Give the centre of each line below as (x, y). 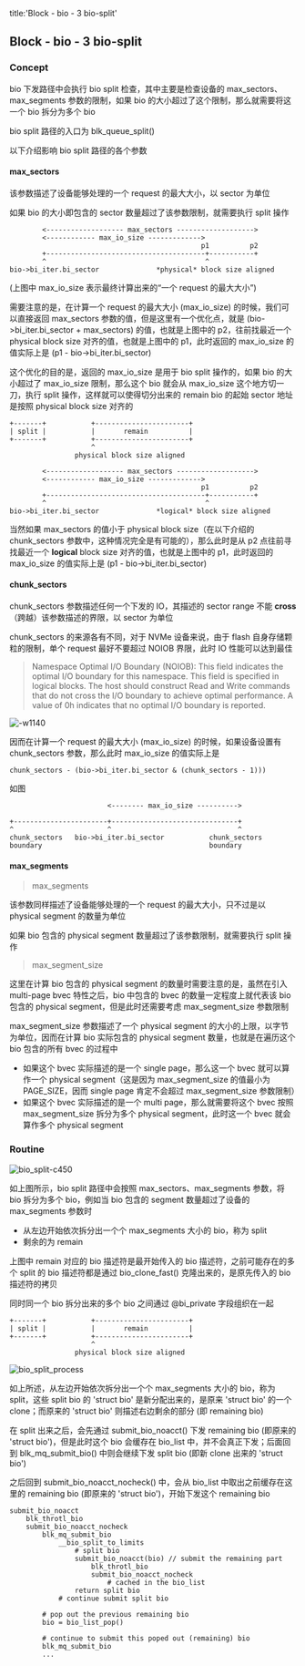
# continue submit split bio (113, 1599)
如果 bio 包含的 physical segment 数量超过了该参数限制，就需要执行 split (146, 936)
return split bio (107, 1590)
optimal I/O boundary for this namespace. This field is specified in (155, 676)
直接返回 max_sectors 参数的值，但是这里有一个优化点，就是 (131, 318)
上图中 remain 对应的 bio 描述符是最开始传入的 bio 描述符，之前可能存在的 (148, 1260)
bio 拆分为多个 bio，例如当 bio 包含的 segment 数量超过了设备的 (130, 1199)
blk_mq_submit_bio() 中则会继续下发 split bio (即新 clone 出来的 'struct (152, 1453)
